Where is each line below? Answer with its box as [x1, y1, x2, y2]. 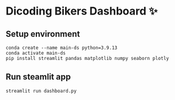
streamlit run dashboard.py [5, 88, 77, 94]
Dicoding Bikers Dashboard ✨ [5, 4, 158, 18]
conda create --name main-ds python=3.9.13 [5, 45, 118, 51]
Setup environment [5, 28, 80, 39]
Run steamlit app [5, 72, 71, 82]
